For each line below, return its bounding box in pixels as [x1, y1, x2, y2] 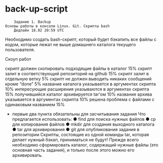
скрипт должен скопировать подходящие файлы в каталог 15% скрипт [5, 65, 152, 71]
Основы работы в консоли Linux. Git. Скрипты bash [5, 23, 110, 29]
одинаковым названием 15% [5, 101, 65, 107]
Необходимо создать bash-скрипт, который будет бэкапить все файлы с [5, 36, 157, 42]
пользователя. [5, 47, 35, 52]
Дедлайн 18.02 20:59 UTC [14, 28, 64, 33]
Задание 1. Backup [14, 19, 51, 24]
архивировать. [12, 152, 43, 158]
